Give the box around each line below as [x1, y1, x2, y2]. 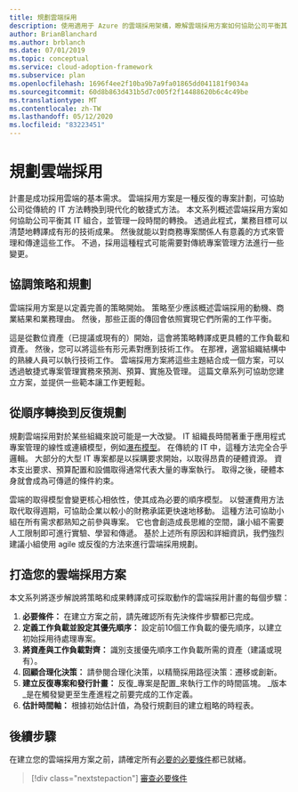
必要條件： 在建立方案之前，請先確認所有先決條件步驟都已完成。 [21, 611, 259, 622]
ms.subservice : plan [9, 71, 86, 80]
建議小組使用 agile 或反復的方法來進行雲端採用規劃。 [9, 538, 203, 549]
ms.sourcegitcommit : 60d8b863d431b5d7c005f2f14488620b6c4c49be [9, 87, 249, 96]
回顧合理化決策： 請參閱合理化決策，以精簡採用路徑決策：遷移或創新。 [21, 667, 282, 677]
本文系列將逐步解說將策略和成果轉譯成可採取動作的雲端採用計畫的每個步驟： [9, 593, 290, 603]
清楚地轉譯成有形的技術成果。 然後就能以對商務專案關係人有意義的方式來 [9, 226, 277, 237]
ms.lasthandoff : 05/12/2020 [9, 112, 114, 121]
